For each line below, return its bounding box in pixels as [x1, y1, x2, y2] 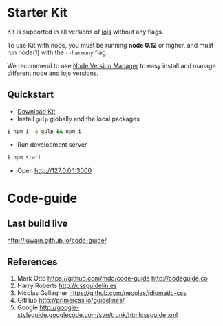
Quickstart [7, 89, 54, 101]
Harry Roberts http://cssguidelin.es [17, 281, 117, 290]
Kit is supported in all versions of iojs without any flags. [7, 28, 164, 36]
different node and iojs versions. [7, 69, 98, 77]
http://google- [39, 303, 80, 312]
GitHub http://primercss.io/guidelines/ [17, 296, 125, 305]
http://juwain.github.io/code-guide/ [7, 236, 107, 244]
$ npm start [7, 154, 41, 161]
